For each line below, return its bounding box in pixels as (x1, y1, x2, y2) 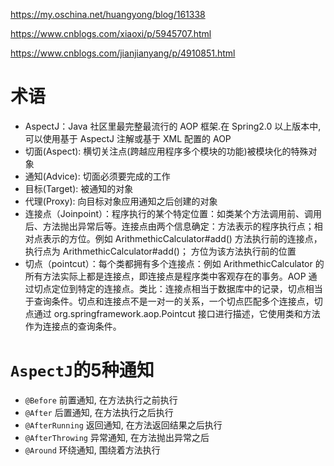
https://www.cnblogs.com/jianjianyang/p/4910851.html (10, 47, 236, 59)
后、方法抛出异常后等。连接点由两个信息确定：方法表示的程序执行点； (24, 220, 315, 232)
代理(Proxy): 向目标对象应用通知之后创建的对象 (24, 195, 218, 207)
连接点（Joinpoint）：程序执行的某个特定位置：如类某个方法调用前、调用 (24, 207, 323, 219)
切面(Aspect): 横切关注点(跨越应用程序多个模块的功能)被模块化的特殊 (24, 145, 309, 157)
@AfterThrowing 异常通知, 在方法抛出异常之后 (24, 431, 210, 443)
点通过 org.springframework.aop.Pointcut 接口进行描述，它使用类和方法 (24, 307, 321, 319)
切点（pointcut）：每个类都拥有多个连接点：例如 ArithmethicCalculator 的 (24, 257, 325, 269)
